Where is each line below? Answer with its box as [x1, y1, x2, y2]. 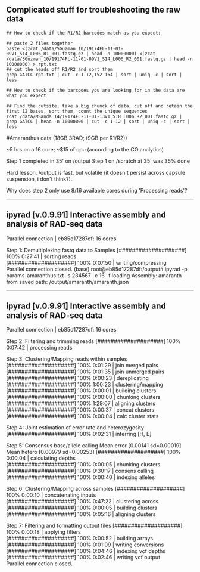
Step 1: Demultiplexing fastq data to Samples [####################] [6, 246, 187, 253]
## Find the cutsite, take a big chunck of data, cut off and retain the [6, 103, 193, 109]
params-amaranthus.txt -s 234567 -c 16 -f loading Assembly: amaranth [6, 271, 182, 279]
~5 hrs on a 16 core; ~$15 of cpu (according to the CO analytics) [6, 146, 164, 153]
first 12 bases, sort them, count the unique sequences [6, 108, 148, 114]
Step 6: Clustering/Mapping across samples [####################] [6, 486, 185, 493]
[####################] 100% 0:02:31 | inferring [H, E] [6, 431, 152, 438]
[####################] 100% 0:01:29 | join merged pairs [6, 362, 159, 369]
